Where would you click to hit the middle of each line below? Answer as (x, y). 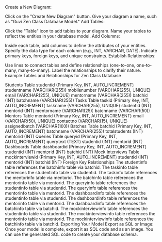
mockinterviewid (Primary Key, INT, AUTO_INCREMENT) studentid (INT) (77, 157)
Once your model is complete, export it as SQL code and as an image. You (79, 229)
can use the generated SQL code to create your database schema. (72, 234)
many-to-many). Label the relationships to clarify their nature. (80, 70)
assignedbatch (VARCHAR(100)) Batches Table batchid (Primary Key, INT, (79, 126)
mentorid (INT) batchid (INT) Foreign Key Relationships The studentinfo (76, 162)
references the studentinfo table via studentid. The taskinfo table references (81, 172)
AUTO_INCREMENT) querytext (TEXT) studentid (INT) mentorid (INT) (74, 142)
